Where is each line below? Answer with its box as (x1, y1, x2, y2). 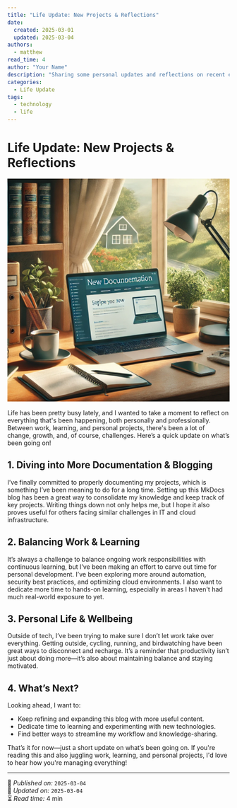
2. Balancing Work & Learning (7, 536, 140, 548)
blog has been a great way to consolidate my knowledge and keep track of (7, 492, 224, 502)
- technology (13, 101, 52, 108)
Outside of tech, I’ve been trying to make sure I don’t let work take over (7, 632, 214, 640)
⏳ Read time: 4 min (7, 795, 63, 803)
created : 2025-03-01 (13, 26, 74, 33)
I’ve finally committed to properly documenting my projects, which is (7, 478, 207, 486)
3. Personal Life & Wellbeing (7, 613, 133, 625)
